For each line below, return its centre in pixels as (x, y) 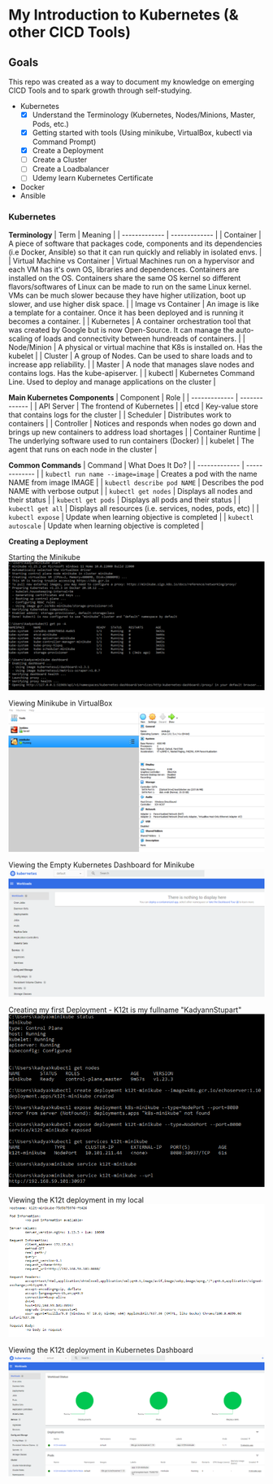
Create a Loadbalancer (71, 169)
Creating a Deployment (48, 541)
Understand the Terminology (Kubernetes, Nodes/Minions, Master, (144, 115)
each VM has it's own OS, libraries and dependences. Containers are (124, 269)
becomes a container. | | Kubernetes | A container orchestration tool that (130, 321)
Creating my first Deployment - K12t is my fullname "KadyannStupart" (125, 1010)
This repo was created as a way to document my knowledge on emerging (131, 82)
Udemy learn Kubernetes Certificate (93, 178)
